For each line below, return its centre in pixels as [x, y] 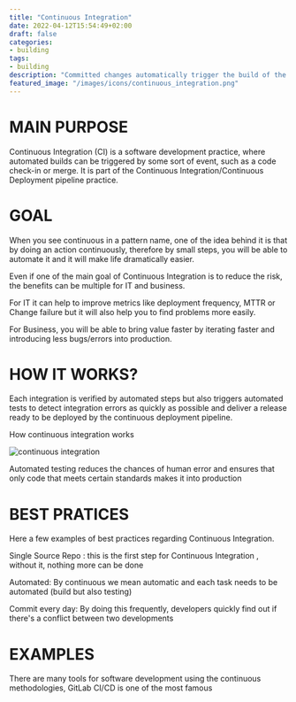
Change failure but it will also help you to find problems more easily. [133, 312]
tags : [19, 58]
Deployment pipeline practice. [64, 180]
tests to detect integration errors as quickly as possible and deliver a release [148, 408]
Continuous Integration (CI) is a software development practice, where [137, 151]
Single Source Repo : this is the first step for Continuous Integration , [134, 556]
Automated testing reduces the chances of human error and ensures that [142, 469]
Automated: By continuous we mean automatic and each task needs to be [144, 582]
